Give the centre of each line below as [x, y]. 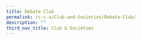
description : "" [26, 22]
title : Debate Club [30, 11]
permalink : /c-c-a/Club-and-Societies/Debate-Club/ [71, 17]
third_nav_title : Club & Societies [50, 28]
